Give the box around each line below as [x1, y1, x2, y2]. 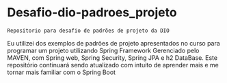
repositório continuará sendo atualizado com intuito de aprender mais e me [7, 61, 219, 69]
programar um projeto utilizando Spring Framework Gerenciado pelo [7, 46, 200, 54]
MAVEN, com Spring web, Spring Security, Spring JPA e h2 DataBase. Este [7, 53, 217, 62]
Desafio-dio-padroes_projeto [7, 5, 177, 20]
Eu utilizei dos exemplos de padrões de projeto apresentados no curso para [7, 39, 220, 47]
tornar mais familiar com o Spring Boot [7, 68, 116, 76]
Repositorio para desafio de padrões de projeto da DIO [7, 27, 170, 34]
